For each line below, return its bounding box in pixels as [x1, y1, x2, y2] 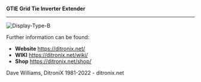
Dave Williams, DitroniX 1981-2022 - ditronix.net [6, 70, 124, 76]
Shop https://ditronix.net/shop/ [14, 58, 92, 65]
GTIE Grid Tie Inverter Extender [6, 5, 86, 12]
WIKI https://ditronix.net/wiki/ [14, 52, 89, 58]
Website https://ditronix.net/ [14, 45, 86, 52]
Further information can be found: [6, 34, 90, 40]
